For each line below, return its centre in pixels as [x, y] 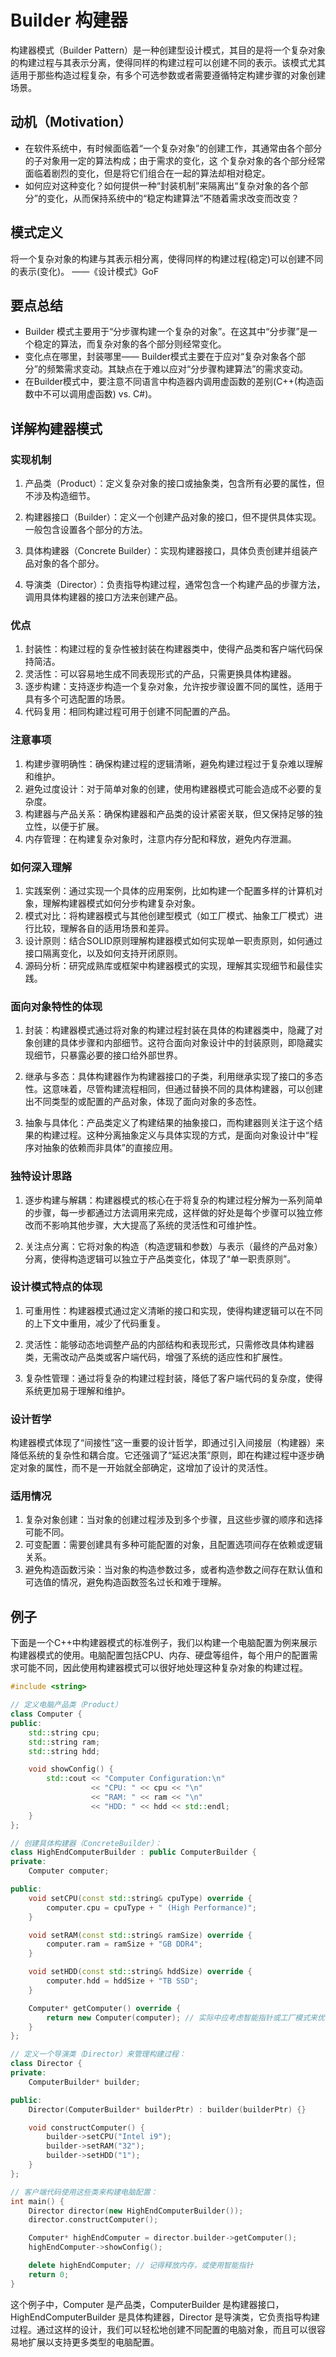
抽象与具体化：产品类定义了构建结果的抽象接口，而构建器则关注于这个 [169, 1123]
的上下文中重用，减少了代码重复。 [95, 1323]
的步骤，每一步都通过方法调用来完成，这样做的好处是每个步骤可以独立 [169, 1212]
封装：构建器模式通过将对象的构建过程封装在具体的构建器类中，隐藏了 [169, 1030]
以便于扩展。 [78, 826]
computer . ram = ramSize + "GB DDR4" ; [124, 1944]
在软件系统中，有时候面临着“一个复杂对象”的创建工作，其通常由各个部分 [173, 148]
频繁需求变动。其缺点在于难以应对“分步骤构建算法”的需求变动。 [177, 369]
